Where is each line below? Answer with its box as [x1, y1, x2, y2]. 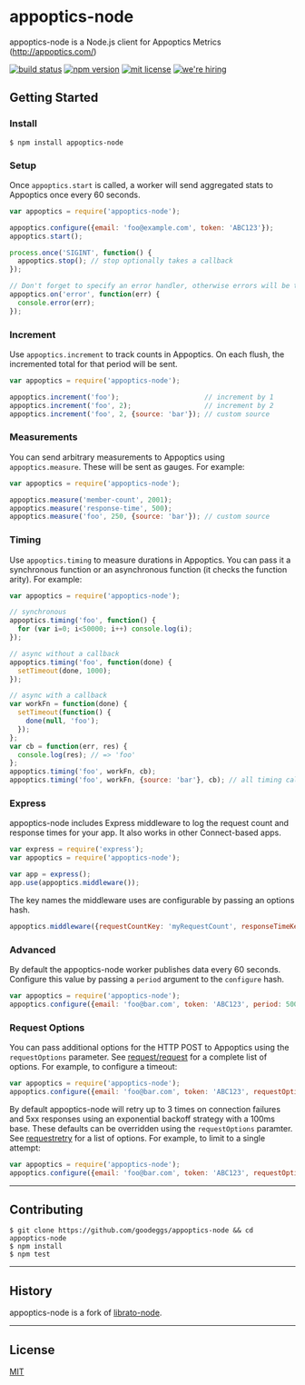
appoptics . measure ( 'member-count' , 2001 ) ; [9, 495, 172, 504]
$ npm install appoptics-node [9, 138, 124, 147]
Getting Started [9, 90, 99, 105]
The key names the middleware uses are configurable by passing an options [9, 894, 295, 905]
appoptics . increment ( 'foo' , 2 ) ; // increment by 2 [9, 401, 274, 410]
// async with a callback [9, 691, 107, 701]
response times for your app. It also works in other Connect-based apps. [9, 827, 281, 838]
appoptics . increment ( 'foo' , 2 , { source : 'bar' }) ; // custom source [9, 409, 271, 419]
